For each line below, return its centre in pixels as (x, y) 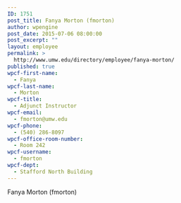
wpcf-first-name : (33, 73)
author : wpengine (33, 27)
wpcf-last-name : (31, 86)
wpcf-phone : (25, 126)
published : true (31, 66)
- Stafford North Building (53, 172)
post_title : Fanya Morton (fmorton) (61, 21)
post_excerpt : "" (33, 40)
